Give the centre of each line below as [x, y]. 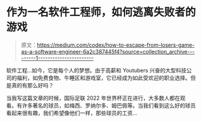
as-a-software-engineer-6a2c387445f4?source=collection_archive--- [108, 51]
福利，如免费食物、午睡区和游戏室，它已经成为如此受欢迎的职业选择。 [103, 78]
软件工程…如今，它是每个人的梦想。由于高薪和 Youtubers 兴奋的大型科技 [96, 70]
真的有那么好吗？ [32, 85]
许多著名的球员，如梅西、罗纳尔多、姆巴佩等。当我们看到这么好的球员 [109, 105]
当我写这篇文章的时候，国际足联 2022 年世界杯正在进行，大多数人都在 [93, 98]
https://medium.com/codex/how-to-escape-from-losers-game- [116, 45]
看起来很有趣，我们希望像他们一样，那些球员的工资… [72, 113]
